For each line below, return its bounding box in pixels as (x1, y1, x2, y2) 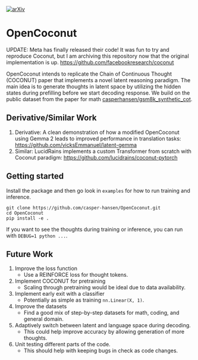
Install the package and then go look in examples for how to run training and (6, 187, 190, 194)
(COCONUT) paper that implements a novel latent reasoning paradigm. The (6, 76, 191, 83)
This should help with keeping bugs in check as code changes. (23, 347, 178, 354)
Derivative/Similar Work (6, 113, 97, 123)
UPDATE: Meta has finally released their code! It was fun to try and (6, 46, 169, 53)
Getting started (6, 171, 64, 181)
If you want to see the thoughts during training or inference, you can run (6, 226, 183, 233)
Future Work (6, 249, 54, 259)
